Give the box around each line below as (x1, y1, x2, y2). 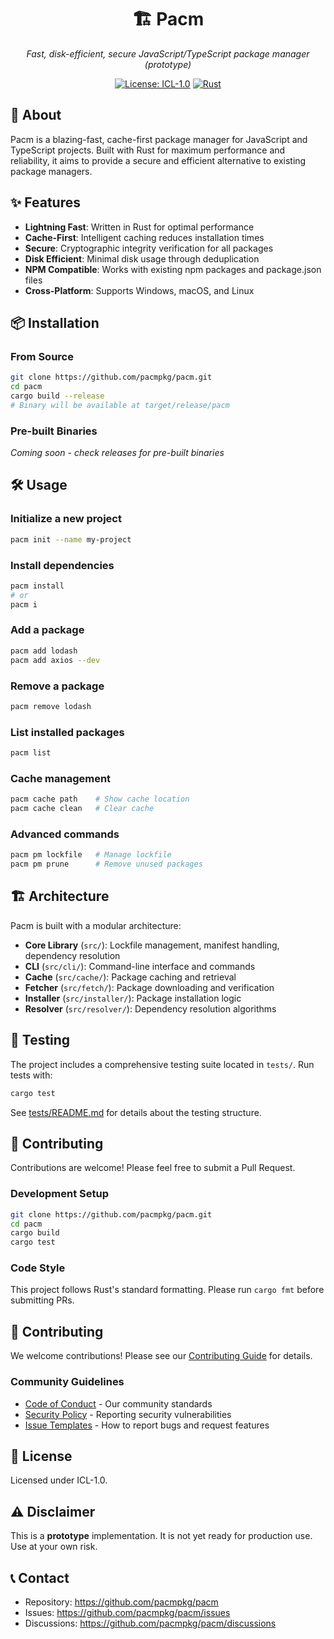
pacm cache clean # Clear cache (10, 804, 155, 814)
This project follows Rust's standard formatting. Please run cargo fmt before (10, 1284, 325, 1296)
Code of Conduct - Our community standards (24, 1397, 213, 1410)
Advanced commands (10, 827, 120, 841)
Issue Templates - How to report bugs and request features (24, 1419, 270, 1431)
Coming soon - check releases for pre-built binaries (10, 447, 225, 459)
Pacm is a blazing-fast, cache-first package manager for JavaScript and (10, 133, 308, 145)
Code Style (10, 1261, 66, 1275)
